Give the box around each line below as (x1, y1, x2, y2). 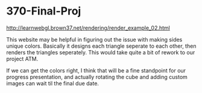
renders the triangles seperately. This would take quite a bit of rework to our (6, 48, 195, 56)
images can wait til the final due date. (6, 80, 99, 87)
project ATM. (6, 55, 39, 62)
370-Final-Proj (6, 4, 81, 18)
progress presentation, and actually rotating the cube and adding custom (6, 73, 188, 80)
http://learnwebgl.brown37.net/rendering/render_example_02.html (6, 24, 170, 31)
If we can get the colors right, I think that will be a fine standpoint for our (6, 66, 186, 74)
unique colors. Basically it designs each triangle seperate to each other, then (6, 42, 197, 50)
